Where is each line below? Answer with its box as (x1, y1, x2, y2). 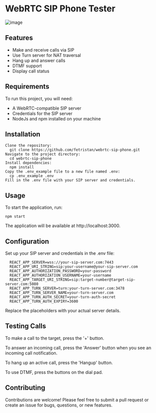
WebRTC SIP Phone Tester (5, 3, 116, 14)
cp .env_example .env (9, 174, 54, 178)
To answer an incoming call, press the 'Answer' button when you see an (5, 345, 152, 351)
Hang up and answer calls (12, 58, 66, 63)
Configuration (5, 237, 49, 245)
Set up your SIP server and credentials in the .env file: (5, 250, 115, 256)
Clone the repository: (5, 143, 52, 148)
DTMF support (12, 62, 42, 68)
